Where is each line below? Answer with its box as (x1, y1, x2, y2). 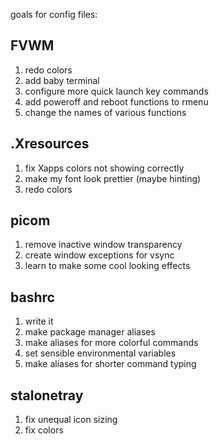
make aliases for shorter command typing (24, 358, 197, 370)
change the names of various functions (24, 106, 187, 118)
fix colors (24, 424, 64, 436)
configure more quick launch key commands (24, 85, 209, 97)
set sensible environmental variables (24, 347, 177, 359)
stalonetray (10, 387, 84, 404)
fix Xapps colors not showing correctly (24, 162, 185, 174)
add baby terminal (24, 74, 100, 86)
